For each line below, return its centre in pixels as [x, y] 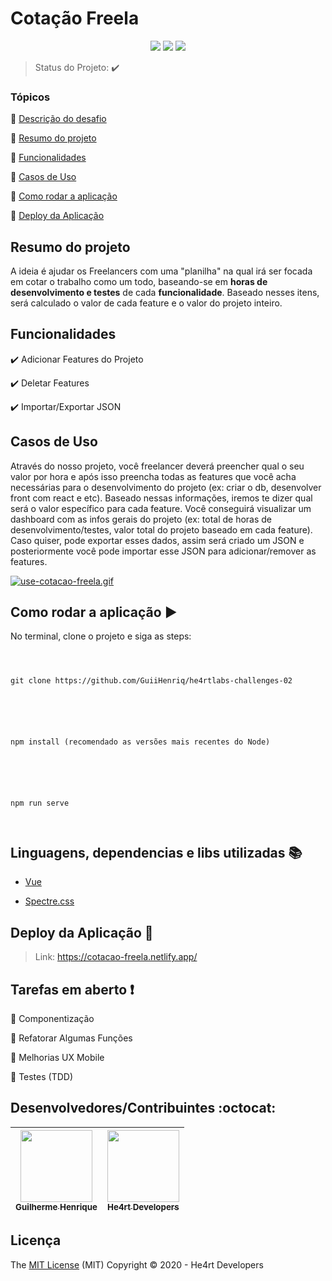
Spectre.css [49, 901]
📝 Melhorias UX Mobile [57, 1057]
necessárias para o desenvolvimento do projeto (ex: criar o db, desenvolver [166, 487]
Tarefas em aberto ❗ [72, 989]
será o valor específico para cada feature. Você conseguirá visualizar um [161, 508]
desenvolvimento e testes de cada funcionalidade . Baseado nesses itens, [165, 293]
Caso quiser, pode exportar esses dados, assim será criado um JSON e [157, 540]
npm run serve [40, 803]
